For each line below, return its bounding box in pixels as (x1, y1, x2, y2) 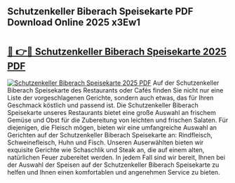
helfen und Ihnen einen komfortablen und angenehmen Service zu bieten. (7, 168, 220, 176)
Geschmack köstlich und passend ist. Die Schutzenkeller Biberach (7, 101, 199, 109)
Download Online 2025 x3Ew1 (7, 17, 141, 29)
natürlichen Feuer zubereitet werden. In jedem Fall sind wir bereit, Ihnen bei (7, 154, 226, 161)
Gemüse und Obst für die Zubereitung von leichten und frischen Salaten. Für (7, 116, 229, 124)
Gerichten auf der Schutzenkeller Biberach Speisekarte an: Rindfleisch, (7, 131, 213, 139)
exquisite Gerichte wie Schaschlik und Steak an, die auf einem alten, (7, 146, 205, 154)
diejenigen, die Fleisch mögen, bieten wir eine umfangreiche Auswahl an (7, 123, 217, 132)
